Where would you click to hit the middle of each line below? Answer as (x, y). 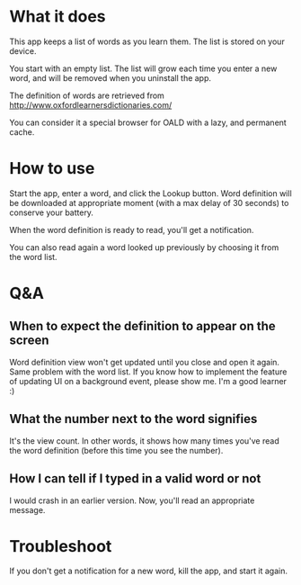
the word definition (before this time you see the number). (116, 450)
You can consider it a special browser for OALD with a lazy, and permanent (148, 122)
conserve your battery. (52, 212)
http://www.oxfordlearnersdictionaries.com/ (91, 104)
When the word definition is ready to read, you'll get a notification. (132, 229)
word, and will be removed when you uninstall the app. (111, 77)
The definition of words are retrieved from (87, 95)
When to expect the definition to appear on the (142, 326)
